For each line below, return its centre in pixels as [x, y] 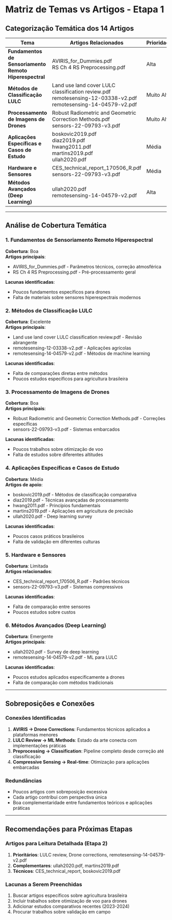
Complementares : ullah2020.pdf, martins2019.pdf [66, 865]
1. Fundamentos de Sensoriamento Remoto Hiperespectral [79, 240]
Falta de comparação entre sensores [51, 607]
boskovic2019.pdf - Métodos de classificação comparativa [74, 494]
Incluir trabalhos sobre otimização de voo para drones [70, 901]
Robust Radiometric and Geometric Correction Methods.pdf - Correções [89, 419]
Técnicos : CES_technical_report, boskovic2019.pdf [67, 871]
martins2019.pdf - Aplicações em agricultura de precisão [73, 511]
